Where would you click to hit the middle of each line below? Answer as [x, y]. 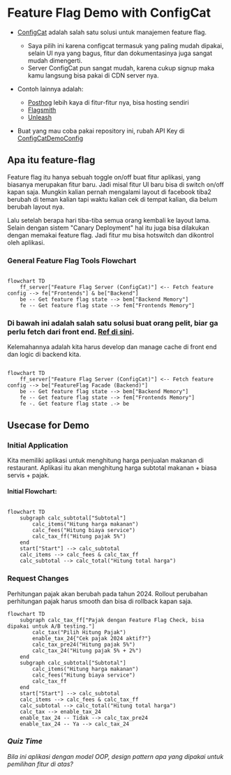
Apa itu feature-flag [51, 160]
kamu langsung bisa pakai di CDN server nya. [93, 75]
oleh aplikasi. [26, 242]
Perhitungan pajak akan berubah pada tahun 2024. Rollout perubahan [107, 593]
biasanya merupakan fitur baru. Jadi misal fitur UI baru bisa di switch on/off [116, 184]
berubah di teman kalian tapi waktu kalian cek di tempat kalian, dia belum [112, 199]
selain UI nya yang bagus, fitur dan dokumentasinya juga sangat [120, 53]
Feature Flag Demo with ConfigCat [109, 13]
